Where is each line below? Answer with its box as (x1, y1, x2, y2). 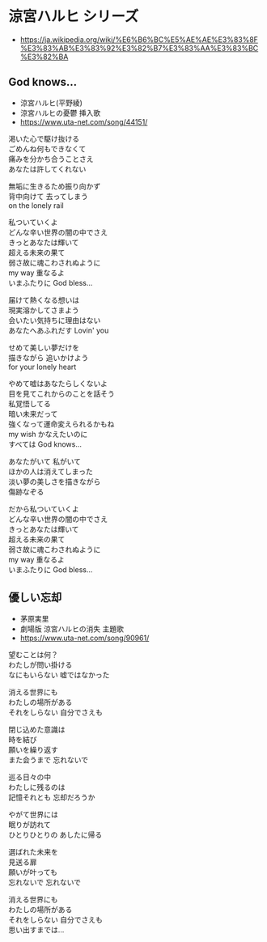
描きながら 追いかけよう (8, 353, 89, 363)
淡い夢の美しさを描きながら (8, 477, 101, 486)
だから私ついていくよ (8, 503, 79, 514)
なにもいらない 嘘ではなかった (8, 669, 110, 680)
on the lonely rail (8, 200, 64, 210)
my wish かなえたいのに (8, 429, 88, 439)
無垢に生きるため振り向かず (8, 181, 101, 191)
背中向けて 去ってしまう (8, 191, 89, 201)
